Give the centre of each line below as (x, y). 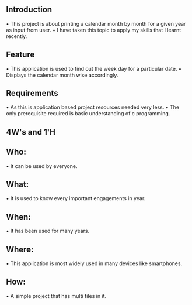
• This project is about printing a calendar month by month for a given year (96, 23)
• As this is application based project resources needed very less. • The (93, 107)
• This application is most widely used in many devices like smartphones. (94, 263)
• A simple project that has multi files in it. (56, 296)
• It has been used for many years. (48, 231)
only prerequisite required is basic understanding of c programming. (88, 114)
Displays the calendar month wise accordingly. (62, 75)
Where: (20, 249)
